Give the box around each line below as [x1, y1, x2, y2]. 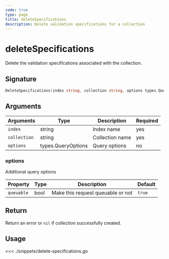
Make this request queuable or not [51, 189, 133, 196]
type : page [5, 12, 28, 17]
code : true [5, 7, 28, 13]
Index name [93, 125, 121, 133]
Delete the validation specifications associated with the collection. [5, 60, 142, 66]
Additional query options [5, 168, 56, 175]
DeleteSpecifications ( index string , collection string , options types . [5, 88, 158, 93]
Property [8, 181, 30, 188]
